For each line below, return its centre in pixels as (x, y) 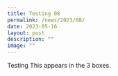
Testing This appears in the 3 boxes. (59, 65)
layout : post (26, 33)
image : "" (22, 46)
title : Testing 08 (34, 13)
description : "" (31, 39)
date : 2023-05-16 (32, 26)
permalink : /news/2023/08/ (46, 20)
